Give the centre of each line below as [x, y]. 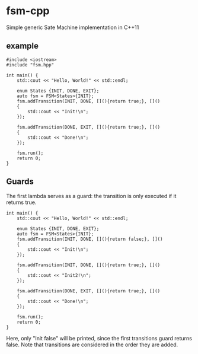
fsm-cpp [28, 11]
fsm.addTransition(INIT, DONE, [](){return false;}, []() [90, 239]
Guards [20, 182]
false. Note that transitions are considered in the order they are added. [92, 345]
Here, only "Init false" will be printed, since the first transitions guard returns [99, 338]
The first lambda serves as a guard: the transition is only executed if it [91, 196]
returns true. [21, 202]
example [23, 46]
